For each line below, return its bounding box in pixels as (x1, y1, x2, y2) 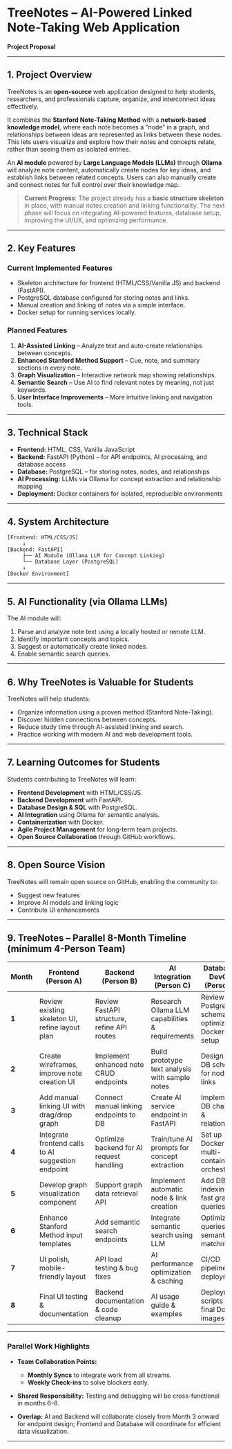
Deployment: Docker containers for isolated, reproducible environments (17, 489, 223, 498)
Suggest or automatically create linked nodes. (17, 642, 148, 651)
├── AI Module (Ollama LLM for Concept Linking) (22, 552, 166, 559)
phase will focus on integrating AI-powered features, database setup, (23, 208, 222, 217)
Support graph (95, 1180, 143, 1190)
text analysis (151, 1064, 192, 1074)
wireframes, (39, 1060, 78, 1070)
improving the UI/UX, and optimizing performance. (23, 216, 168, 224)
